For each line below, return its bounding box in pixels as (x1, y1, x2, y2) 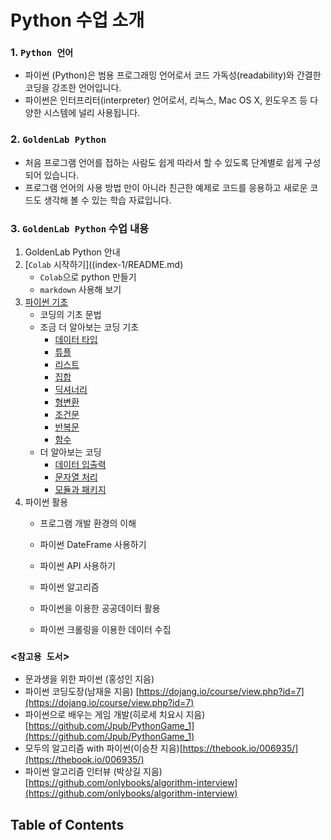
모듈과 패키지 (54, 484, 107, 496)
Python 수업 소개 (10, 9, 145, 32)
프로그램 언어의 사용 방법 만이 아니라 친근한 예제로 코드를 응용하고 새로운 (24, 181, 308, 193)
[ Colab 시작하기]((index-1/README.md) (24, 259, 184, 271)
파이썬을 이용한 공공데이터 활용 (39, 602, 161, 615)
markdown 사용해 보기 (39, 284, 122, 296)
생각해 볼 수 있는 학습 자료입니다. (43, 194, 172, 206)
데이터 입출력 (54, 459, 107, 471)
